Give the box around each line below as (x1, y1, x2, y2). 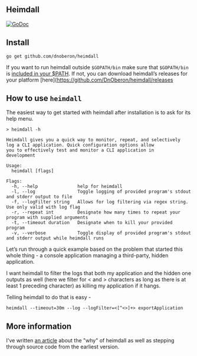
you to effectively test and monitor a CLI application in (6, 147, 155, 153)
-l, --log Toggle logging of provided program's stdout (11, 189, 192, 195)
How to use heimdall (6, 93, 82, 103)
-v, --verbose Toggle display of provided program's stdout (11, 230, 192, 236)
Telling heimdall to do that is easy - (6, 294, 91, 301)
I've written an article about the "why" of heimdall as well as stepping (6, 337, 175, 344)
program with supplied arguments (6, 215, 88, 221)
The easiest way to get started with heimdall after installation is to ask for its (6, 109, 191, 116)
